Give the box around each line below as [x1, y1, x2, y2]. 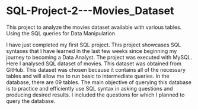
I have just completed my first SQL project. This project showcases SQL [6, 41, 181, 48]
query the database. [6, 97, 56, 104]
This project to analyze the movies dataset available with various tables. [6, 24, 182, 31]
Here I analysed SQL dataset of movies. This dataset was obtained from [6, 60, 182, 67]
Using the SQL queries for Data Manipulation [6, 29, 116, 36]
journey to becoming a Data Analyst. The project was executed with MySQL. [6, 54, 193, 61]
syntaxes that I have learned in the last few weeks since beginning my [6, 47, 177, 54]
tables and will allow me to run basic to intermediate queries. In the [6, 72, 170, 79]
